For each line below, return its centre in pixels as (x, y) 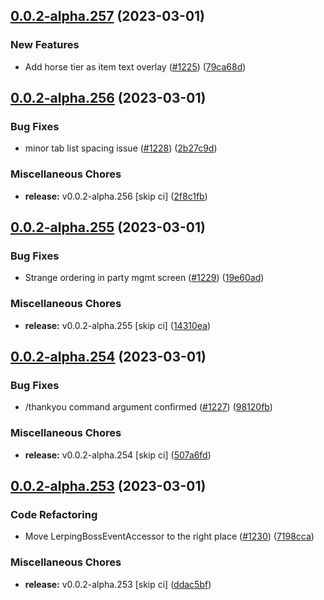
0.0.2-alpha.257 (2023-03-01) (108, 16)
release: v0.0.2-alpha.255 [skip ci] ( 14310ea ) (118, 325)
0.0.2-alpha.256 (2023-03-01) (108, 98)
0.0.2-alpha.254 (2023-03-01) (108, 357)
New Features (45, 45)
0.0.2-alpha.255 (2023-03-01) (108, 227)
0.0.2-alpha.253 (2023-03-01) (108, 486)
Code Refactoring (54, 514)
